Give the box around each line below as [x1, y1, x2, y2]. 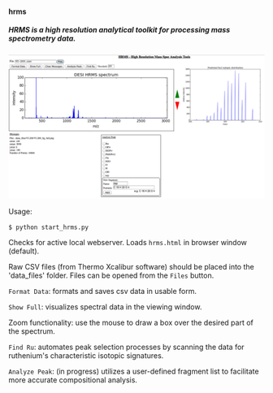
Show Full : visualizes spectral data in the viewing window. [8, 302, 202, 312]
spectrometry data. [8, 33, 76, 44]
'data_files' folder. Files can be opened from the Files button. [8, 270, 214, 280]
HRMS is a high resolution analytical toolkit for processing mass [8, 25, 231, 35]
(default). [8, 246, 40, 256]
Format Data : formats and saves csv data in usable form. [8, 287, 197, 296]
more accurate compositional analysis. [8, 375, 138, 385]
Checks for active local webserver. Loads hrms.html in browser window [8, 238, 248, 248]
